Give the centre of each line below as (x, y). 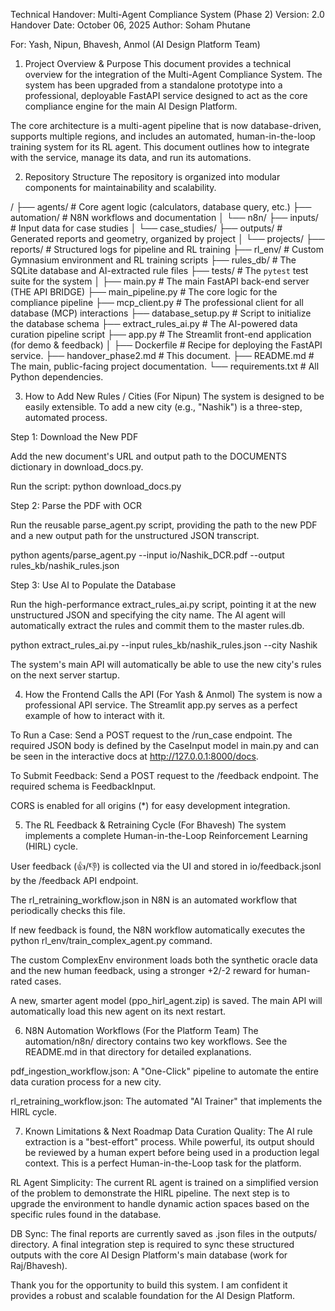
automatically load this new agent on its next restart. (118, 1011)
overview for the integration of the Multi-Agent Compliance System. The (173, 74)
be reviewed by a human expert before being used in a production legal (172, 1152)
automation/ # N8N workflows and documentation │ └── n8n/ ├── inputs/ (164, 217)
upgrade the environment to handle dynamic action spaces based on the (160, 1203)
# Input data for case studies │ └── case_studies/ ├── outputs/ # (146, 228)
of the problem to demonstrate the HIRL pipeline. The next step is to (150, 1193)
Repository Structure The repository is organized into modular (152, 177)
